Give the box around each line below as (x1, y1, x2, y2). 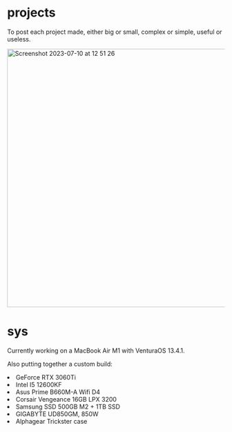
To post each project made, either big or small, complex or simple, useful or (7, 28, 222, 36)
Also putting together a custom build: (7, 360, 113, 368)
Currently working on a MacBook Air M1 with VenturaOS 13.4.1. (7, 346, 185, 355)
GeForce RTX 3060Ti (16, 373, 76, 381)
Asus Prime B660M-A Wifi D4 (16, 388, 101, 396)
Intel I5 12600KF (16, 380, 62, 389)
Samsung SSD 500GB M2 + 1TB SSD (16, 402, 121, 411)
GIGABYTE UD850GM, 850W (16, 409, 99, 418)
